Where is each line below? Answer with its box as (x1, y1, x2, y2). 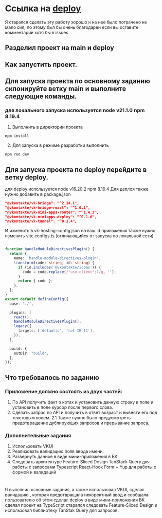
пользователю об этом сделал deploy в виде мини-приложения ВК (5, 497, 145, 503)
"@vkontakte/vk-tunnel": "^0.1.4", (5, 219, 77, 224)
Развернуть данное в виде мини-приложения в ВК (12, 453, 118, 460)
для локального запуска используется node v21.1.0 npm (5, 107, 145, 114)
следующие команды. (5, 92, 77, 101)
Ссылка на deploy (5, 3, 81, 14)
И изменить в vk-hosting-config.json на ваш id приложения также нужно (5, 228, 156, 234)
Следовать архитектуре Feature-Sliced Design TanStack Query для (12, 459, 150, 465)
